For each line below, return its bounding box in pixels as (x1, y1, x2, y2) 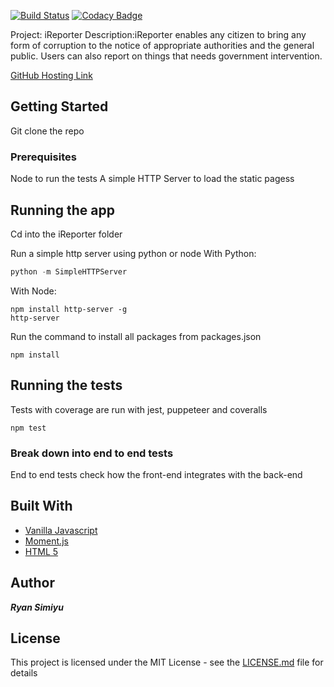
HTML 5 (24, 545, 59, 557)
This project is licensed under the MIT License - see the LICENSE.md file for (10, 656, 324, 669)
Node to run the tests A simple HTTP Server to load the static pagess (10, 173, 295, 185)
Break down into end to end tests (10, 446, 174, 460)
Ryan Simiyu (10, 601, 64, 613)
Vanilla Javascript (24, 524, 98, 536)
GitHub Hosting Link (10, 70, 93, 81)
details (10, 667, 38, 679)
